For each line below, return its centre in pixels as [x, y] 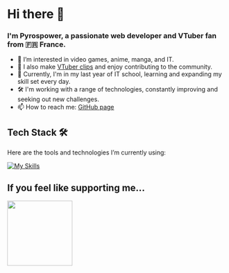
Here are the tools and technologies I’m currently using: [87, 152]
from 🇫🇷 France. [36, 44]
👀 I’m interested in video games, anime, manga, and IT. [96, 60]
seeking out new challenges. [58, 99]
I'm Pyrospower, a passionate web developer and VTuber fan [112, 36]
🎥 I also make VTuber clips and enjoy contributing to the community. [115, 67]
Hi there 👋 [36, 14]
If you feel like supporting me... [76, 187]
